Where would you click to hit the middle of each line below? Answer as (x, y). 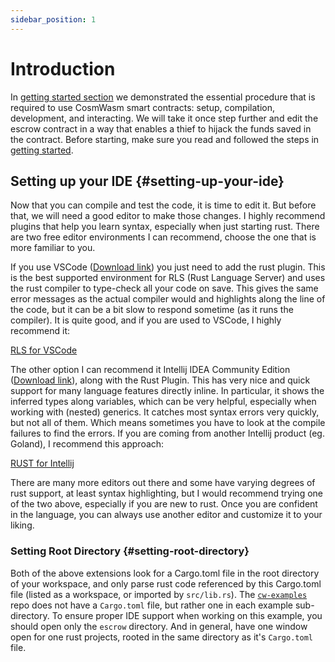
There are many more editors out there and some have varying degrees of (163, 483)
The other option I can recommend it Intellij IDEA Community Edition (150, 370)
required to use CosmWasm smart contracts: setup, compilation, (142, 107)
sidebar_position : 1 (53, 19)
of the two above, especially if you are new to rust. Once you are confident (164, 504)
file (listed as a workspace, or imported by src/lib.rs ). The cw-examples (159, 594)
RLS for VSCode (44, 350)
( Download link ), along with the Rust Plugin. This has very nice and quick (160, 380)
